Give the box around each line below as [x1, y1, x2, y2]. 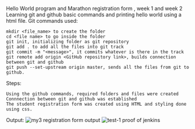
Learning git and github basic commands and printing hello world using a [6, 11, 182, 18]
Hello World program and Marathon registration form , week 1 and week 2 [6, 5, 183, 12]
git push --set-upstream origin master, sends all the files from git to [6, 64, 190, 70]
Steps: [6, 80, 22, 86]
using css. [6, 106, 33, 112]
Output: [6, 117, 25, 123]
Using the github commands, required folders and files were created [6, 91, 179, 97]
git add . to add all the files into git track [6, 44, 124, 50]
